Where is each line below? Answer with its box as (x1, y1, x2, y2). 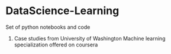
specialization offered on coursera (14, 41, 98, 48)
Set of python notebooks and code (5, 23, 91, 31)
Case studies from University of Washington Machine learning (14, 35, 166, 42)
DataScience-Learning (5, 4, 120, 18)
